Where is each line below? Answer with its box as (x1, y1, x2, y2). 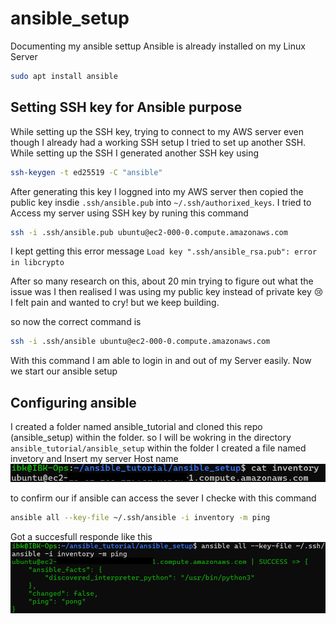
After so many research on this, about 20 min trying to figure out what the (10, 275, 314, 287)
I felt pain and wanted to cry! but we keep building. (10, 297, 220, 309)
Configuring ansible (10, 394, 137, 411)
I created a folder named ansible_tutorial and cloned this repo (10, 421, 263, 433)
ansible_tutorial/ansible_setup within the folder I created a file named (10, 442, 307, 454)
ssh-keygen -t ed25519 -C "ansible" (10, 167, 163, 177)
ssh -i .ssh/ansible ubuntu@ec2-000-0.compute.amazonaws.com (10, 337, 271, 347)
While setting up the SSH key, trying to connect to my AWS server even (10, 125, 305, 137)
